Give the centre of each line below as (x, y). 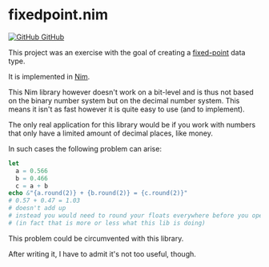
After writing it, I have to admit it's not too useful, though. (102, 253)
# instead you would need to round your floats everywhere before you (128, 216)
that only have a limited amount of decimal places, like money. (111, 133)
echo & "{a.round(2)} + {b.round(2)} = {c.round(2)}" (98, 193)
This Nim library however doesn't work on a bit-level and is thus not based (131, 92)
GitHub (53, 37)
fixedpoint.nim (58, 15)
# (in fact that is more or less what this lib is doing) (107, 223)
